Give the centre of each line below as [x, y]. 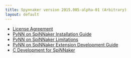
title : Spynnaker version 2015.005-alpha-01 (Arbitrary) [66, 10]
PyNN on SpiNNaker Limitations [45, 39]
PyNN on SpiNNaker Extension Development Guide [65, 44]
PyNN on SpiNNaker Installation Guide [52, 34]
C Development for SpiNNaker [44, 50]
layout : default [22, 14]
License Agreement [33, 28]
